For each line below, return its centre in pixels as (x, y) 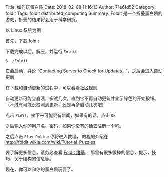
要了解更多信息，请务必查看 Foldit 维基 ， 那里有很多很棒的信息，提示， (78, 152)
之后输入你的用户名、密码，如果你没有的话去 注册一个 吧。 (64, 126)
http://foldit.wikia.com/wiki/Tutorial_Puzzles (50, 142)
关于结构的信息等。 (34, 159)
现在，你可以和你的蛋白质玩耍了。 (40, 169)
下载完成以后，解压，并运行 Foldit (41, 52)
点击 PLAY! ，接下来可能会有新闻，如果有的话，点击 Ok (60, 115)
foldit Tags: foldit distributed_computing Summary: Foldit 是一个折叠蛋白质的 (84, 13)
